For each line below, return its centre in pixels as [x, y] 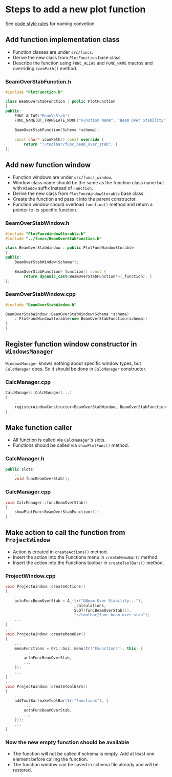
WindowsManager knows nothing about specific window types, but [73, 363]
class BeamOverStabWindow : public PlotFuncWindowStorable [70, 248]
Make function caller [39, 428]
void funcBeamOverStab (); [42, 479]
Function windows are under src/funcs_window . [62, 177]
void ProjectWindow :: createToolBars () [47, 686]
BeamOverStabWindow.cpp [40, 294]
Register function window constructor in [71, 344]
